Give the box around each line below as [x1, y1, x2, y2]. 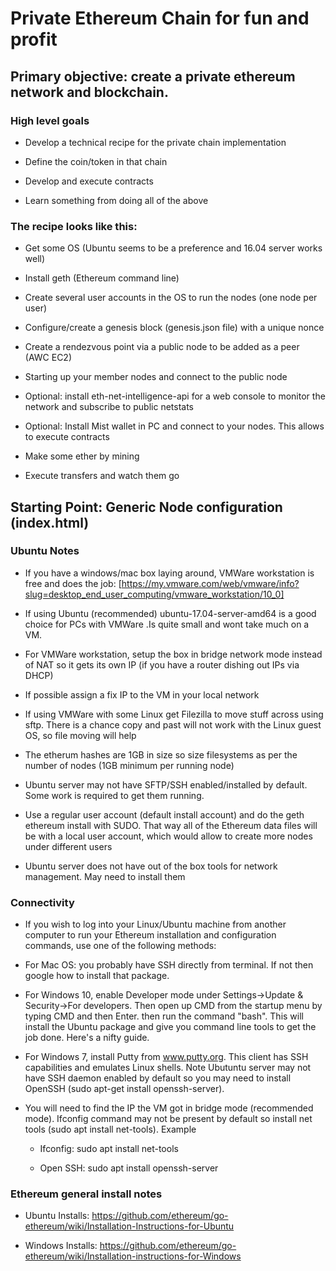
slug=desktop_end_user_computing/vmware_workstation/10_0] [24, 588, 285, 600]
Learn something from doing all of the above [24, 194, 209, 206]
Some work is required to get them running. [24, 789, 205, 801]
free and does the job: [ [24, 577, 122, 589]
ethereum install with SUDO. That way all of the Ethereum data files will [24, 819, 318, 831]
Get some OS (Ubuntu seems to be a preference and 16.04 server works [24, 242, 323, 254]
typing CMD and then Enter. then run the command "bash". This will [24, 1010, 304, 1022]
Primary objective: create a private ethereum [10, 68, 296, 85]
